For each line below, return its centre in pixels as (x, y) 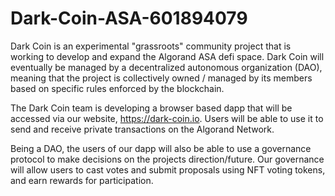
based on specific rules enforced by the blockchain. (117, 88)
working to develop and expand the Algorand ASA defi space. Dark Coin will (167, 56)
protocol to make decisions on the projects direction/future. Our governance (167, 159)
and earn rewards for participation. (82, 180)
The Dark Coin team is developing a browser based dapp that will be (151, 108)
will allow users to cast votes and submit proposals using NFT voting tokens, (168, 169)
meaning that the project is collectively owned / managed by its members (161, 78)
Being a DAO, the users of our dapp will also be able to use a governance (161, 148)
